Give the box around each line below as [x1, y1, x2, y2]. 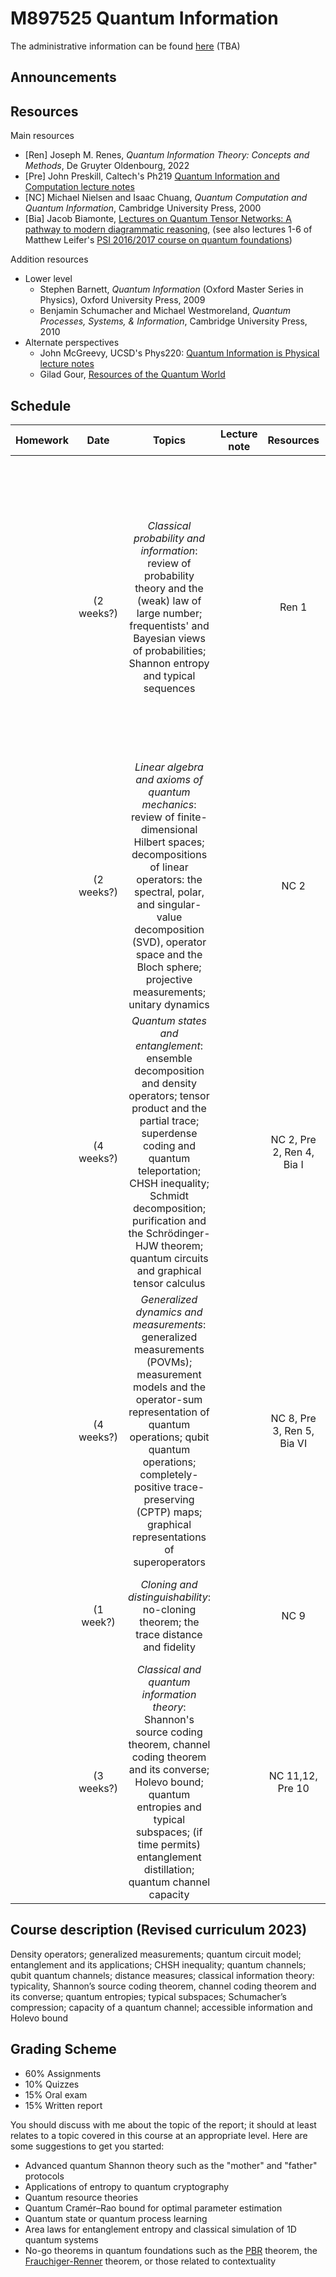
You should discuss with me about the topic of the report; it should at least [10, 2118, 317, 2131]
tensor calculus [133, 1276, 206, 1290]
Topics [152, 433, 187, 447]
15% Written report [24, 2099, 103, 2111]
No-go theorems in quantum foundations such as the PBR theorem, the [24, 2244, 318, 2256]
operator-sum [135, 1392, 203, 1406]
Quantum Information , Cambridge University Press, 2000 [24, 202, 262, 214]
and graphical [136, 1263, 202, 1277]
